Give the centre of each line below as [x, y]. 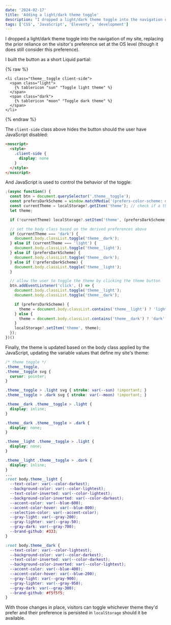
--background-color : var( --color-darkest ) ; [56, 555]
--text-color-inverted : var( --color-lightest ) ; [61, 493]
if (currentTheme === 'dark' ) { [44, 234]
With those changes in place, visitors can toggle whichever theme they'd [81, 607]
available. [15, 618]
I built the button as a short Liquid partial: [48, 60]
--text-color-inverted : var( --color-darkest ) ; [60, 560]
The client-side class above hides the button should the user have [76, 129]
